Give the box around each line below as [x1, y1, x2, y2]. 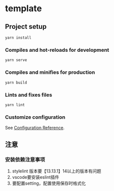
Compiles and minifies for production [5, 69, 95, 76]
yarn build [5, 80, 27, 85]
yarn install [5, 35, 32, 40]
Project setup [5, 22, 47, 31]
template [5, 3, 42, 14]
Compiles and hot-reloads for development [5, 46, 110, 53]
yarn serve [5, 58, 27, 63]
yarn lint [5, 102, 25, 107]
